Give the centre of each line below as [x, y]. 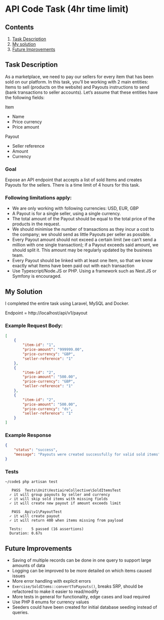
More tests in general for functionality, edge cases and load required [81, 596]
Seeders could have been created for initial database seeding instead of [84, 607]
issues [19, 576]
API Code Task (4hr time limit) [67, 9]
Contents [20, 27]
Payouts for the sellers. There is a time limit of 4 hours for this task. [72, 185]
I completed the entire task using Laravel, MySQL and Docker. [67, 303]
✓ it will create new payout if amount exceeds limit [65, 503]
